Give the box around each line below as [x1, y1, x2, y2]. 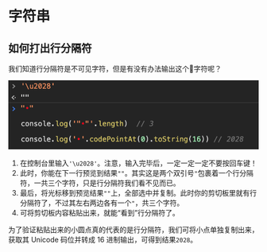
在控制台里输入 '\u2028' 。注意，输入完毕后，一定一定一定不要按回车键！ [19, 158, 258, 168]
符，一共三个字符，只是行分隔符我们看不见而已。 [19, 178, 180, 188]
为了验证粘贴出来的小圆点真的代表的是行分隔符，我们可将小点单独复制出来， [8, 224, 259, 235]
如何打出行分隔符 [8, 41, 92, 55]
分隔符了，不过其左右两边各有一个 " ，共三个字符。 [19, 198, 184, 207]
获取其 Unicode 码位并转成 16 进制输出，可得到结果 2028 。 [8, 235, 197, 244]
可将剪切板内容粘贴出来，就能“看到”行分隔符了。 [19, 207, 180, 217]
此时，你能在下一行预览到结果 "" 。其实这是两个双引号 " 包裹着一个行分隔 [19, 168, 254, 177]
